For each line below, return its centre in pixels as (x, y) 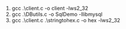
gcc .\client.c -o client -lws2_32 (50, 8)
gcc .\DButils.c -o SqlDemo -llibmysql (57, 14)
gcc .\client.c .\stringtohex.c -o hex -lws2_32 (66, 20)
